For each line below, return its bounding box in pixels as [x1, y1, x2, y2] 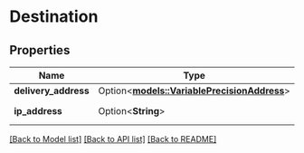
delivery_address [14, 84, 90, 97]
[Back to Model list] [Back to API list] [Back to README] [9, 134, 217, 144]
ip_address [14, 105, 63, 117]
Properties [9, 43, 71, 58]
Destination [9, 6, 99, 27]
